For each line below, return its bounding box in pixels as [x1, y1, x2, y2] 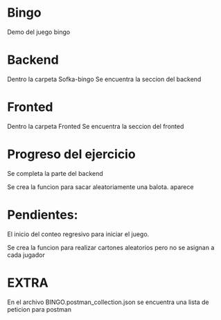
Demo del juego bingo [7, 28, 71, 36]
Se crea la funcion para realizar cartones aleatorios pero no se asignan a [7, 243, 215, 251]
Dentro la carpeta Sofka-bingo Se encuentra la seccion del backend [7, 75, 202, 83]
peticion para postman [7, 305, 71, 313]
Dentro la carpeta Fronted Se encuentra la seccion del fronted [7, 122, 184, 130]
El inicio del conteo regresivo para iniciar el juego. [7, 230, 150, 238]
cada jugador [7, 251, 45, 259]
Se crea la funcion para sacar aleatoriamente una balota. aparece [7, 182, 194, 191]
